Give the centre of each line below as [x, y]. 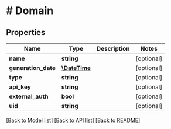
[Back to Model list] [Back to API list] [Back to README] [73, 120]
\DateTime [76, 68]
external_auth [29, 96]
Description [113, 49]
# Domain [30, 11]
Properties [26, 32]
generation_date [32, 68]
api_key [20, 87]
